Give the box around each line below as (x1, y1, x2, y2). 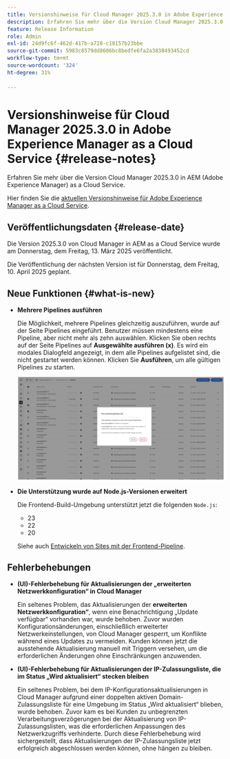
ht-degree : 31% (7, 69, 51, 76)
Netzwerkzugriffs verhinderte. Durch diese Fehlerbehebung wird (17, 729, 201, 738)
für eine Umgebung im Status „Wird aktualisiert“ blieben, (63, 701, 223, 709)
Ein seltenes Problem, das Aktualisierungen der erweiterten (17, 601, 187, 609)
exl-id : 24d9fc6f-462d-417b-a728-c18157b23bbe (7, 40, 143, 47)
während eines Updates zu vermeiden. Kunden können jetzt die (17, 637, 198, 645)
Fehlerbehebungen (7, 562, 91, 574)
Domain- (158, 693, 184, 701)
